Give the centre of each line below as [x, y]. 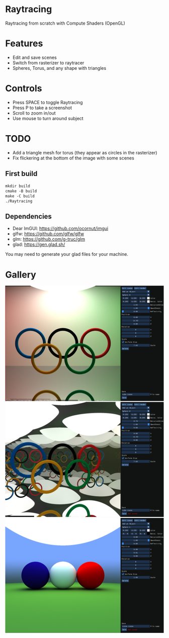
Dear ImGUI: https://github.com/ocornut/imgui [60, 229]
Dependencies [28, 216]
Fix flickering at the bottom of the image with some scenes [73, 158]
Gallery [21, 275]
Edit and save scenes [34, 57]
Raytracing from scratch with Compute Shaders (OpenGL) [65, 23]
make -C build [20, 196]
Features [24, 43]
